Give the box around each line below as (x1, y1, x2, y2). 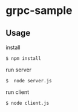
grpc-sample (5, 4, 73, 18)
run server (5, 66, 31, 73)
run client (5, 88, 30, 96)
